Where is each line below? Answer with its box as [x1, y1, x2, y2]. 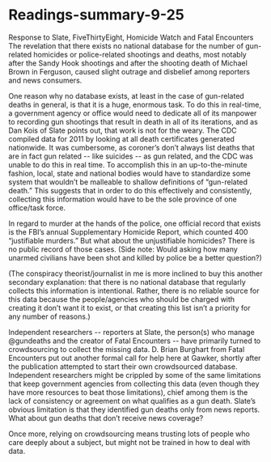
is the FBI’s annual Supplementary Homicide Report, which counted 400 [8, 227, 248, 236]
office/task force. [8, 202, 66, 212]
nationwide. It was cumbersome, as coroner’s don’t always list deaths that [8, 142, 255, 152]
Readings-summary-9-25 [8, 6, 184, 24]
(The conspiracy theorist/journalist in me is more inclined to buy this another [8, 269, 263, 278]
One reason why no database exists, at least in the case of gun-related [8, 91, 244, 100]
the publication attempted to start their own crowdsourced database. [8, 362, 238, 371]
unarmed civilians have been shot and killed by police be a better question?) [8, 252, 263, 262]
